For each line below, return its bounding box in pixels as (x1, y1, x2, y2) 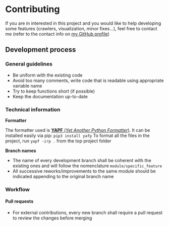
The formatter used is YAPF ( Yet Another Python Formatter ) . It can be (5, 127, 150, 133)
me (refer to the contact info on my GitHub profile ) (5, 31, 110, 37)
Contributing (5, 4, 60, 15)
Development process (5, 45, 76, 54)
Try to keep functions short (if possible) (12, 88, 95, 94)
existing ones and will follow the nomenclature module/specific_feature (12, 163, 162, 169)
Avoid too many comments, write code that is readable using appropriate (12, 77, 164, 84)
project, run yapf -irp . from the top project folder (5, 137, 112, 144)
